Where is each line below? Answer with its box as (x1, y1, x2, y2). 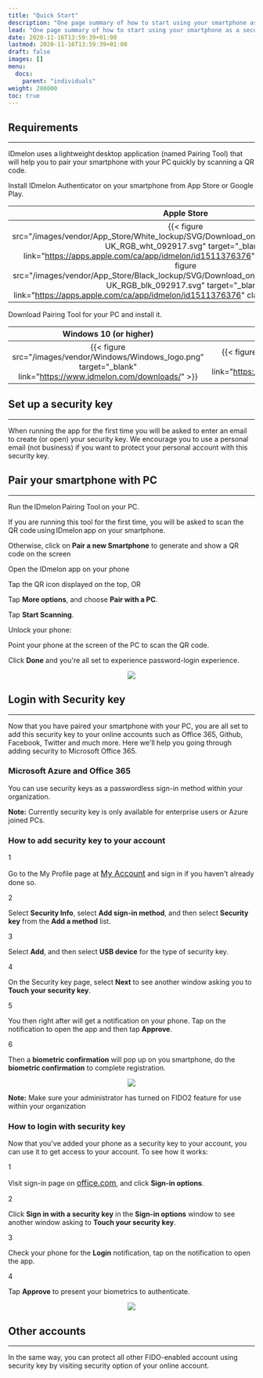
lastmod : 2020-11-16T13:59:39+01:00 (8, 41, 128, 49)
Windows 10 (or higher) (62, 329, 154, 340)
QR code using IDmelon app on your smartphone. (8, 525, 166, 534)
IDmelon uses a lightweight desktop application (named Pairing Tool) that (8, 149, 243, 159)
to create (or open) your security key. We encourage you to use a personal (8, 434, 249, 443)
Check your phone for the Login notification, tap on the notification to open (8, 1249, 250, 1258)
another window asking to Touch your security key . (8, 1218, 176, 1227)
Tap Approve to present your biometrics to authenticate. (8, 1287, 190, 1296)
